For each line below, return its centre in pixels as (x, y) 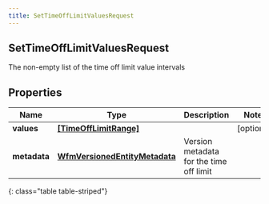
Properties (35, 92)
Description (207, 115)
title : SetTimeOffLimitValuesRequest (71, 16)
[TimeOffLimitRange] (98, 129)
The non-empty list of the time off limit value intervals (97, 67)
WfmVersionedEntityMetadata (116, 157)
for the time (205, 162)
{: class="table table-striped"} (58, 191)
